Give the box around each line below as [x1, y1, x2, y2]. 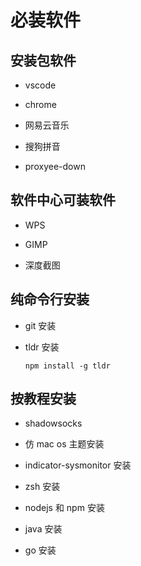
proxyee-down [24, 161, 86, 172]
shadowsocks [24, 417, 83, 430]
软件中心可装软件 [10, 192, 116, 209]
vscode [24, 79, 57, 91]
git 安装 [24, 319, 57, 331]
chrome [24, 99, 57, 110]
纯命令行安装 [10, 291, 90, 308]
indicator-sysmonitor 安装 [24, 459, 132, 471]
